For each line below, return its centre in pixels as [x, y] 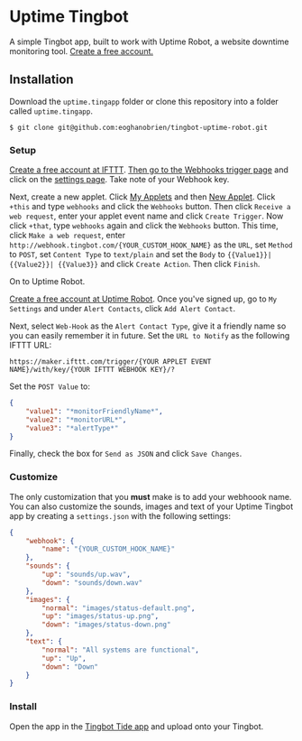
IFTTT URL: [31, 346]
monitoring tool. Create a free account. [82, 51]
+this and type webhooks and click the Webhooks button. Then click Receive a [150, 207]
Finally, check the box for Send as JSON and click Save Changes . [126, 454]
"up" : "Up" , [64, 658]
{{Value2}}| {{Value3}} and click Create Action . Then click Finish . [135, 264]
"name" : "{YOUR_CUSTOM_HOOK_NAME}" [109, 549]
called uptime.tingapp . [51, 111]
